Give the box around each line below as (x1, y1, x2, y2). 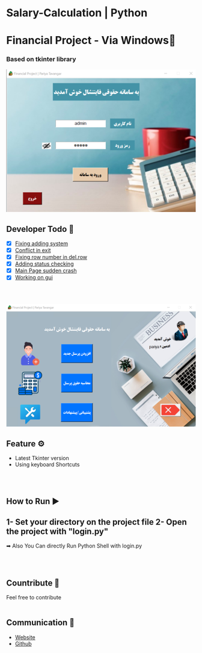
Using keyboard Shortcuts (14, 461, 80, 468)
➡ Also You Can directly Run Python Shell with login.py (6, 542, 142, 549)
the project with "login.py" (6, 526, 109, 536)
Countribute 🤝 (6, 578, 60, 588)
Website (14, 633, 36, 641)
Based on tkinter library (6, 55, 76, 63)
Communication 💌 (6, 617, 75, 628)
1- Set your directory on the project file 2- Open (6, 517, 188, 527)
